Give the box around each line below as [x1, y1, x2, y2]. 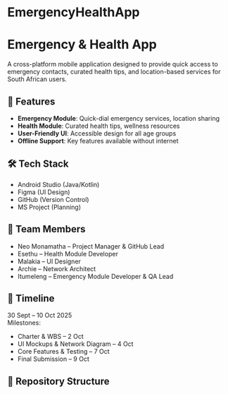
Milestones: [7, 318, 41, 327]
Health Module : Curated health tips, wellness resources [17, 121, 180, 130]
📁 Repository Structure [7, 375, 110, 387]
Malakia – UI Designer [17, 257, 81, 265]
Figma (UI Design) [17, 188, 70, 196]
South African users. [7, 75, 67, 83]
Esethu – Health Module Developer [17, 249, 118, 258]
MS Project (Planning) [17, 203, 82, 211]
